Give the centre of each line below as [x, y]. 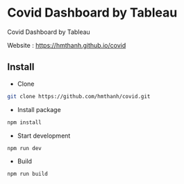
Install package [39, 109]
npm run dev [24, 148]
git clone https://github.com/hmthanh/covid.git [79, 96]
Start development [44, 136]
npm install [24, 122]
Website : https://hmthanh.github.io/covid [67, 45]
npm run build [28, 174]
